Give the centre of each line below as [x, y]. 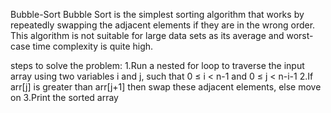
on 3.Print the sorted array [64, 97]
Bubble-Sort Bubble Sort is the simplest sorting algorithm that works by [157, 14]
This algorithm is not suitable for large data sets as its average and [147, 35]
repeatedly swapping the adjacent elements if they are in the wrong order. [163, 25]
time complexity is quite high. [93, 46]
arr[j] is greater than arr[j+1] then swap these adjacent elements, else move [166, 87]
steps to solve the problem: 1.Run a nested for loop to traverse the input [157, 65]
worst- [300, 35]
